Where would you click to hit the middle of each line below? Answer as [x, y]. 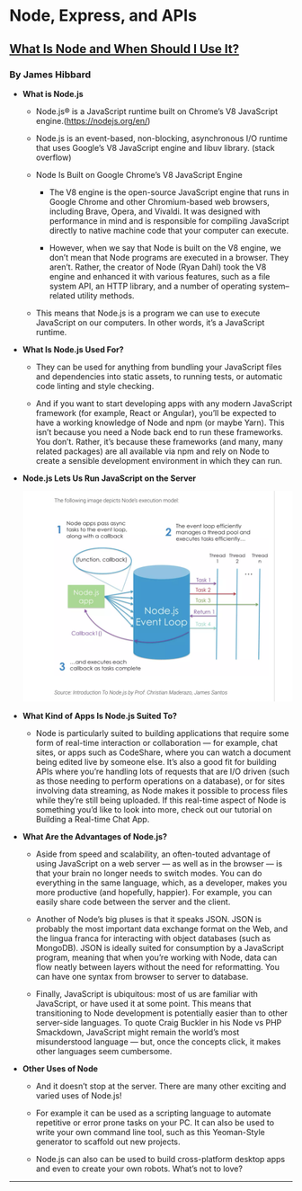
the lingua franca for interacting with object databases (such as [153, 938]
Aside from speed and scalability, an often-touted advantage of [153, 854]
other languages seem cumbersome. [104, 1052]
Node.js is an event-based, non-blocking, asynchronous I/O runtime [161, 138]
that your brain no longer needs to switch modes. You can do [149, 874]
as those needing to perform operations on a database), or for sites [160, 781]
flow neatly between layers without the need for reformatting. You [158, 967]
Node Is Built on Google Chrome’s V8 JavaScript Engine [139, 174]
